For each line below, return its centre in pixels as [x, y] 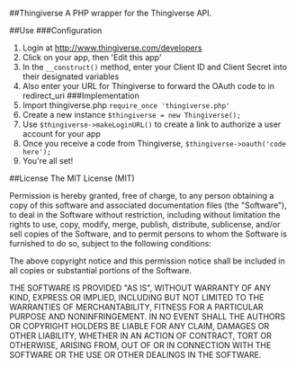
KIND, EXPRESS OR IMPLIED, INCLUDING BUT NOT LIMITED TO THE [137, 297]
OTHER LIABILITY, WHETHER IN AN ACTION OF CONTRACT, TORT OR [140, 336]
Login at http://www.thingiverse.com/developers [112, 48]
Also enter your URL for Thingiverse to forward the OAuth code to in [148, 86]
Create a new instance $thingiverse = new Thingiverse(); [131, 115]
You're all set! [48, 161]
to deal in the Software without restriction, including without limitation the [145, 215]
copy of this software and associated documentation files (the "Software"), [148, 205]
